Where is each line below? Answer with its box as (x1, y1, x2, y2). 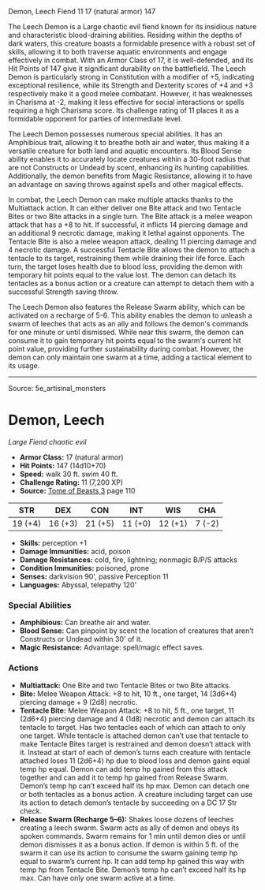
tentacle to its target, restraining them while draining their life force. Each (8, 254, 245, 263)
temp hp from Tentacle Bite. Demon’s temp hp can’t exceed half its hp (19, 865, 247, 874)
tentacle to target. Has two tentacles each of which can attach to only (19, 722, 246, 732)
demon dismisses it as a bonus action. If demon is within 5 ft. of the (19, 840, 239, 849)
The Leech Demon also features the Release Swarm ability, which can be (8, 303, 246, 311)
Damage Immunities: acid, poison (19, 546, 132, 556)
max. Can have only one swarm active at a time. (19, 873, 176, 882)
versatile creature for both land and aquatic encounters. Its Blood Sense (8, 146, 242, 155)
